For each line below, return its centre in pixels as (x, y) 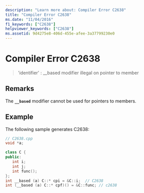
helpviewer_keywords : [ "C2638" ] (39, 29)
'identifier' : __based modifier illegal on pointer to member (78, 73)
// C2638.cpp (19, 138)
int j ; (19, 166)
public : (13, 157)
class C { (16, 152)
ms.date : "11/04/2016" (29, 19)
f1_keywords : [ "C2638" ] (31, 24)
